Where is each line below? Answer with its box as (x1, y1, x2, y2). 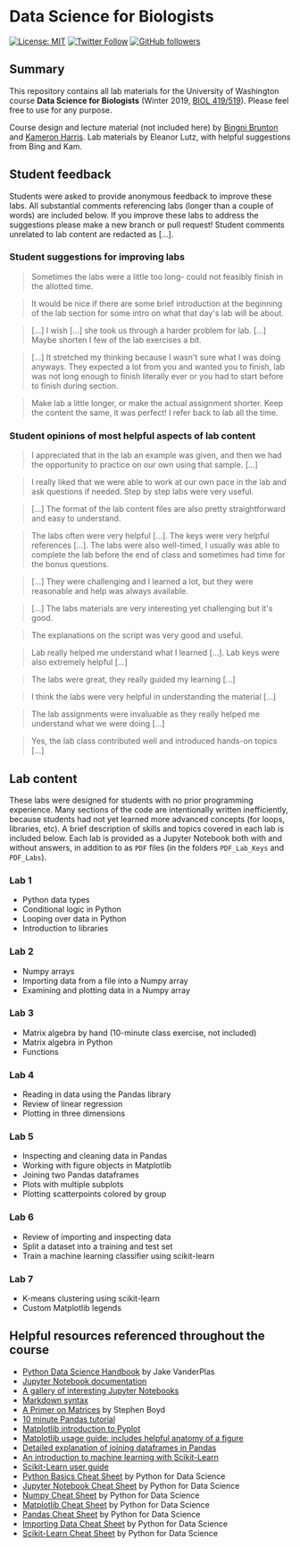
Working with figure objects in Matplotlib (21, 1160, 172, 1171)
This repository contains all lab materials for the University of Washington (9, 85, 279, 96)
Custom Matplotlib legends (21, 1303, 122, 1313)
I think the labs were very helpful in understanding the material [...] (30, 692, 277, 702)
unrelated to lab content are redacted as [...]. (9, 228, 174, 239)
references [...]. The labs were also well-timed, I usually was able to (30, 540, 280, 551)
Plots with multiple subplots (21, 1179, 124, 1190)
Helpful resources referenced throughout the (9, 1329, 265, 1344)
